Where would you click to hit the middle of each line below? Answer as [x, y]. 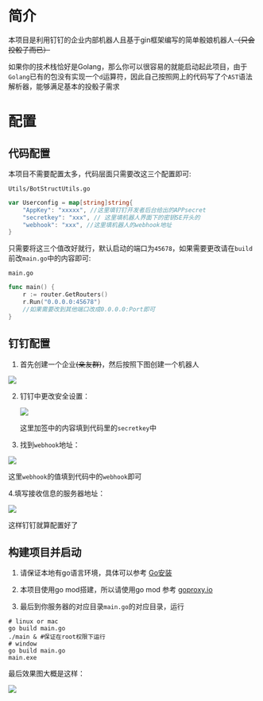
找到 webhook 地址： [50, 445]
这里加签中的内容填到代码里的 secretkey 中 [88, 428]
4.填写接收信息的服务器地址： [57, 493]
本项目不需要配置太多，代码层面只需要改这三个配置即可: [100, 173]
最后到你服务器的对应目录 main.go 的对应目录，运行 [102, 607]
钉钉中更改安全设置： [54, 396]
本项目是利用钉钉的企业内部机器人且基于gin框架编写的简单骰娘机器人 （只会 [132, 40]
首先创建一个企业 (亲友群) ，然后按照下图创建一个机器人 [110, 364]
